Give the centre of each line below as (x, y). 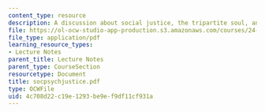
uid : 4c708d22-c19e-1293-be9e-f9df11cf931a (81, 96)
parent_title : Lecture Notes (56, 60)
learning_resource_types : (50, 45)
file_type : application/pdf (54, 37)
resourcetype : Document (47, 74)
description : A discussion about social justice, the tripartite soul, (128, 23)
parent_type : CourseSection (54, 67)
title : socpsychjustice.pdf (54, 81)
